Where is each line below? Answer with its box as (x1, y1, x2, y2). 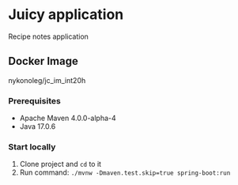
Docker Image (8, 55, 79, 68)
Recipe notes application (8, 32, 89, 41)
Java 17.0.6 (19, 122, 56, 131)
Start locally (8, 141, 56, 152)
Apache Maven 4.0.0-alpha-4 (19, 113, 116, 123)
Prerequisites (8, 95, 61, 106)
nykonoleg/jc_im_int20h (8, 75, 86, 85)
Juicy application (8, 6, 124, 24)
